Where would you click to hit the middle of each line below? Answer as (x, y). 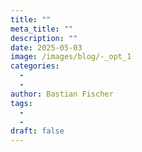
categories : (35, 66)
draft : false (37, 131)
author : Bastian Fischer (62, 94)
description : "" (44, 38)
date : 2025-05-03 (46, 47)
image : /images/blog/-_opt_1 (71, 57)
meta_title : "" (42, 29)
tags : (21, 103)
